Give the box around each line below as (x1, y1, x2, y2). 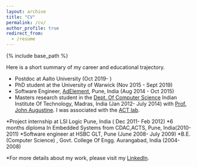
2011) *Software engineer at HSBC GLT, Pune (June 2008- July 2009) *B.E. (6, 130, 191, 137)
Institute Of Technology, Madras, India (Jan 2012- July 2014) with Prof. (14, 100, 187, 107)
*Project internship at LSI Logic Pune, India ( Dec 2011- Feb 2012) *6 (6, 118, 173, 125)
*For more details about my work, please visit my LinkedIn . (6, 155, 149, 161)
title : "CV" (6, 14, 35, 20)
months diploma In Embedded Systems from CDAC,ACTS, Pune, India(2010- (6, 125, 192, 131)
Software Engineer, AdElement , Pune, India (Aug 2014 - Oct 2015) (14, 88, 175, 94)
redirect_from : (6, 31, 44, 37)
